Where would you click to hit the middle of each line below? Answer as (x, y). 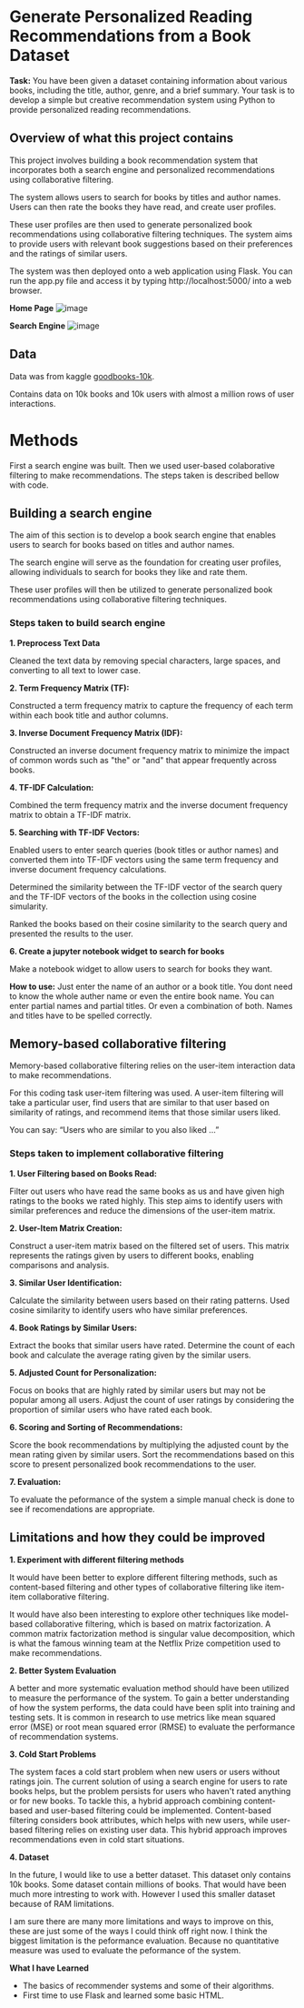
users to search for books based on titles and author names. (122, 545)
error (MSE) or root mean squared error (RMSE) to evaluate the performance (152, 1727)
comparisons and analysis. (59, 1265)
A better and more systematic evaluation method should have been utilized (149, 1688)
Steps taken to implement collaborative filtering (117, 1154)
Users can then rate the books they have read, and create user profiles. (143, 207)
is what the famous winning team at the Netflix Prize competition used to (145, 1643)
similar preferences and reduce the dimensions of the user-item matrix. (142, 1210)
